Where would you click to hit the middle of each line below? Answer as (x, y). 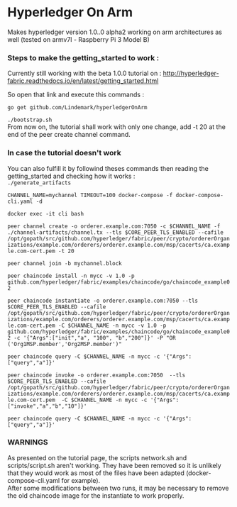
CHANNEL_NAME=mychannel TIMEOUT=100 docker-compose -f (90, 195)
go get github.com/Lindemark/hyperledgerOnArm (77, 108)
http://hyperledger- (191, 73)
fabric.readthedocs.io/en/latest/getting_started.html (83, 81)
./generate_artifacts (39, 183)
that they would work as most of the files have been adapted (96, 473)
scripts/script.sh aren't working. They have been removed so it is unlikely (114, 465)
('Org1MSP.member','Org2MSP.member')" (65, 344)
